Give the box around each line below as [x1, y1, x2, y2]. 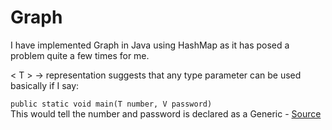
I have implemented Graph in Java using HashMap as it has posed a [10, 39, 290, 51]
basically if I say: [10, 79, 80, 91]
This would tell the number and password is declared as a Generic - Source [10, 107, 322, 120]
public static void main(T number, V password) [10, 99, 213, 109]
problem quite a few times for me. [10, 49, 150, 61]
